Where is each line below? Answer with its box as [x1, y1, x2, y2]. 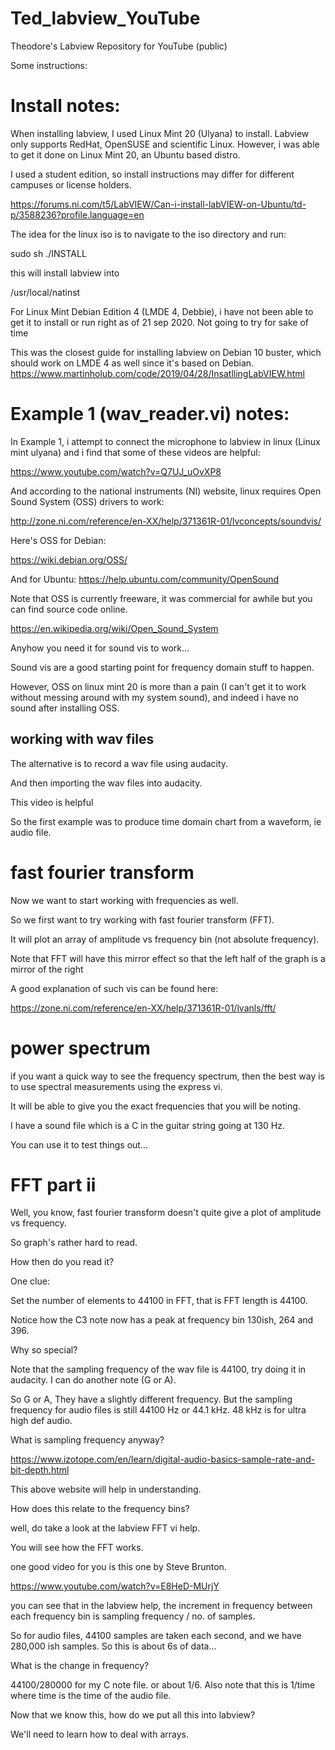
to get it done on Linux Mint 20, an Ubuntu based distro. [10, 148, 241, 161]
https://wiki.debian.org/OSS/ [10, 553, 128, 566]
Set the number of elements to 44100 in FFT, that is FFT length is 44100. [10, 1295, 308, 1307]
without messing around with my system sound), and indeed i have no [10, 691, 299, 703]
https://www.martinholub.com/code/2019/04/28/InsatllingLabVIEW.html [10, 367, 305, 379]
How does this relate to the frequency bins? [10, 1503, 190, 1515]
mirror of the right [10, 963, 84, 975]
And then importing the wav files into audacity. [10, 777, 203, 789]
